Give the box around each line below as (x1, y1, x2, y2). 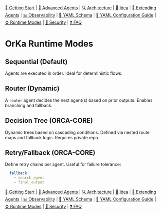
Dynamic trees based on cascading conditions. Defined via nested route (5, 129, 150, 135)
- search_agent (14, 175, 45, 181)
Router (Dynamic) (5, 84, 60, 93)
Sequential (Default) (5, 57, 68, 66)
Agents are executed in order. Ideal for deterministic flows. (5, 70, 123, 76)
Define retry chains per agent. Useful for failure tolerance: (5, 162, 121, 167)
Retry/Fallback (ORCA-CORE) (5, 148, 96, 157)
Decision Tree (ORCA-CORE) (5, 116, 93, 125)
